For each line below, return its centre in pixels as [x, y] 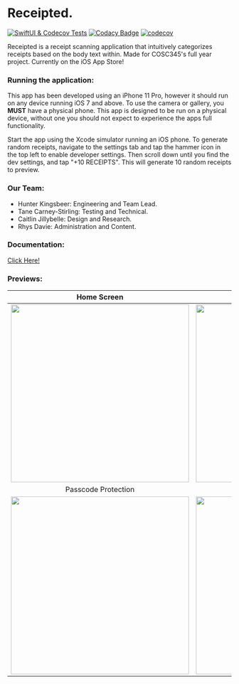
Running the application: [51, 80]
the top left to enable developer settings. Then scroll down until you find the [118, 155]
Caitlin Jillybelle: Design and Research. [75, 219]
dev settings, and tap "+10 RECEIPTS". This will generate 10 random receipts [119, 162]
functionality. [27, 126]
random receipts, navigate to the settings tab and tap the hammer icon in [114, 147]
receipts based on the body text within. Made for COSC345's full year [110, 54]
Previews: [25, 279]
